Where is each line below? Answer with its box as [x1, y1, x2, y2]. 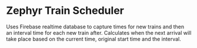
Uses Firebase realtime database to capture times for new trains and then [6, 23, 184, 30]
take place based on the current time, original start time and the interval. [6, 35, 181, 42]
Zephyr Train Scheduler [6, 4, 125, 17]
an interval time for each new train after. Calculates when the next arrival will [6, 29, 192, 36]
